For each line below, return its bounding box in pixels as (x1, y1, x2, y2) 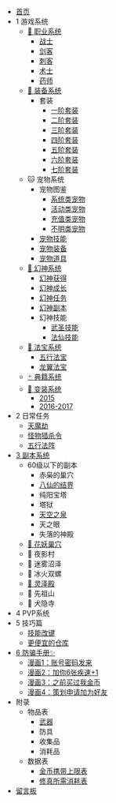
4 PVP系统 (15, 609, 50, 617)
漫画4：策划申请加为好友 (27, 688, 108, 696)
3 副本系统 (15, 451, 50, 460)
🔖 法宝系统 (27, 343, 62, 351)
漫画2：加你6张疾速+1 (27, 668, 99, 677)
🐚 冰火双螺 (27, 569, 62, 578)
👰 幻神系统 (27, 264, 62, 272)
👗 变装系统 (27, 385, 62, 393)
